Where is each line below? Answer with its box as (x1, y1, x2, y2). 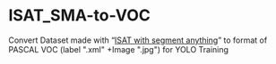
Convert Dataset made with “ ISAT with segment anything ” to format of (8, 35, 268, 45)
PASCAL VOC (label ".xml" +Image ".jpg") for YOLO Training (8, 44, 229, 54)
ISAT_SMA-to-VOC (8, 5, 151, 26)
